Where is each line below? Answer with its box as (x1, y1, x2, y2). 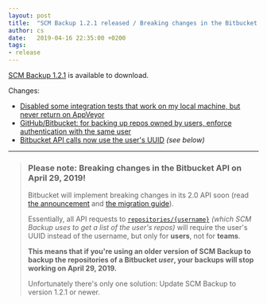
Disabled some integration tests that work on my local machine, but (19, 101, 241, 111)
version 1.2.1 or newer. (27, 287, 101, 297)
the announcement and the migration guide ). (27, 199, 175, 209)
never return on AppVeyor (19, 110, 105, 119)
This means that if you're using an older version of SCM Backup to (27, 247, 252, 256)
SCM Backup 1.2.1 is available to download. (8, 71, 149, 80)
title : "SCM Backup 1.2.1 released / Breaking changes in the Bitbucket (8, 19, 258, 27)
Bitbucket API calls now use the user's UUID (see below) (19, 135, 205, 144)
